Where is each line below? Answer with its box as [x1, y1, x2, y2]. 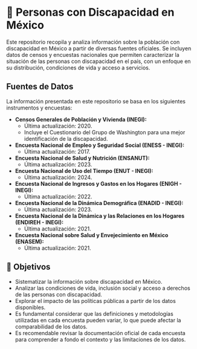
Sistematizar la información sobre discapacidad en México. [15, 278, 163, 285]
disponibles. [15, 304, 46, 311]
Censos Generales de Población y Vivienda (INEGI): [15, 116, 147, 123]
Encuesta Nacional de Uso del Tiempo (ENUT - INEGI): [15, 167, 153, 174]
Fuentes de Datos [6, 82, 74, 92]
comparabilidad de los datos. [15, 323, 88, 330]
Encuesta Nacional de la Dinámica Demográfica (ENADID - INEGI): [15, 199, 184, 206]
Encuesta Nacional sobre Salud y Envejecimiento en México [15, 231, 169, 238]
